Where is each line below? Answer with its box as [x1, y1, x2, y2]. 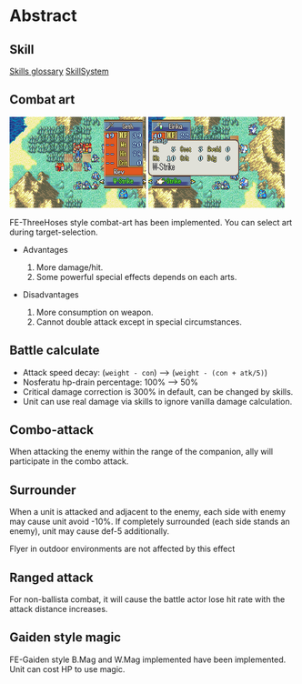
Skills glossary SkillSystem [9, 65, 109, 76]
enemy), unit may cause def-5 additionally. [9, 526, 170, 537]
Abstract [9, 5, 77, 26]
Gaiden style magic [9, 629, 121, 646]
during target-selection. [9, 226, 98, 237]
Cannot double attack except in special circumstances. [35, 316, 243, 327]
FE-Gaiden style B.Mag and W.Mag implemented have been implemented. [9, 654, 287, 665]
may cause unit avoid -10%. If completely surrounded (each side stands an [9, 516, 291, 528]
